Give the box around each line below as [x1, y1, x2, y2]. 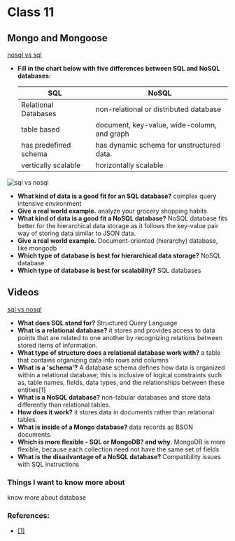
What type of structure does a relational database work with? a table [17, 348, 221, 357]
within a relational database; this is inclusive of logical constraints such [17, 370, 222, 379]
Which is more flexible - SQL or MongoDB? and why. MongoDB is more [17, 437, 226, 446]
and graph [95, 129, 129, 139]
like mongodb [17, 244, 57, 252]
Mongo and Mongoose [7, 32, 108, 44]
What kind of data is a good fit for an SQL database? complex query [17, 192, 217, 200]
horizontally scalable [95, 160, 164, 170]
